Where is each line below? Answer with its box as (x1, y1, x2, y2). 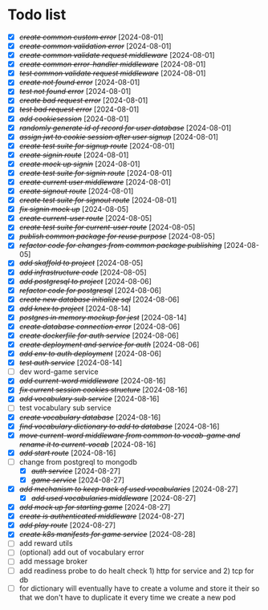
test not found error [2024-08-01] (18, 87, 132, 96)
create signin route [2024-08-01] (18, 150, 129, 160)
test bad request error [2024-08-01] (18, 104, 140, 114)
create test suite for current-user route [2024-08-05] (18, 222, 196, 232)
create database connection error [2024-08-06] (18, 321, 181, 331)
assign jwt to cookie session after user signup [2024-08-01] (18, 132, 218, 141)
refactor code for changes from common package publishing (18, 241, 222, 250)
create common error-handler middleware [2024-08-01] (18, 59, 206, 69)
